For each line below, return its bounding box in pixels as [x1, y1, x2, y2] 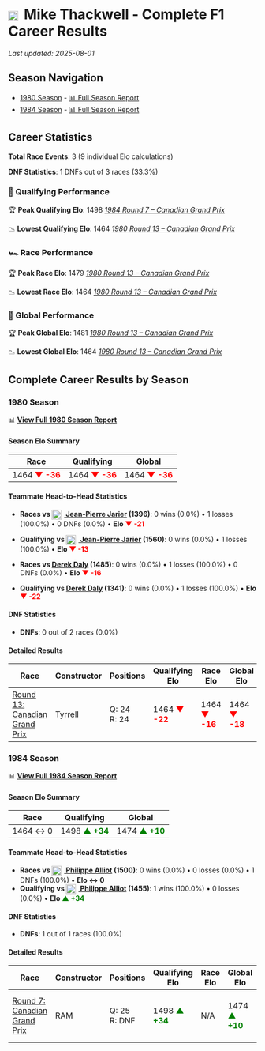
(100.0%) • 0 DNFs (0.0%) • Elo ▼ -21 [19, 519, 144, 529]
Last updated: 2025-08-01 [8, 48, 95, 58]
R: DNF [109, 1015, 136, 1027]
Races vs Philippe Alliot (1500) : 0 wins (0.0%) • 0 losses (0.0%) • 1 [19, 865, 255, 875]
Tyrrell [54, 709, 79, 720]
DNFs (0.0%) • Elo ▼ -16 [19, 567, 102, 578]
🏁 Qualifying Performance [8, 186, 110, 198]
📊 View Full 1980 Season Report [8, 415, 118, 424]
